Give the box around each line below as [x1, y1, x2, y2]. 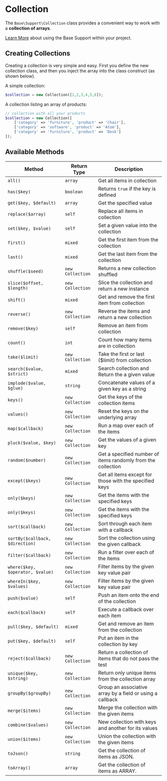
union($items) [7, 736, 41, 742]
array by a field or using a [98, 690, 158, 696]
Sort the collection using [98, 534, 155, 541]
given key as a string [98, 385, 147, 392]
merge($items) [7, 707, 41, 713]
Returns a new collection [98, 264, 156, 271]
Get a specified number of [98, 450, 160, 457]
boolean [65, 189, 83, 194]
